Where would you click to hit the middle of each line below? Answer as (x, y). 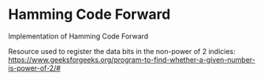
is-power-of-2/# (35, 67)
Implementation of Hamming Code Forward (78, 36)
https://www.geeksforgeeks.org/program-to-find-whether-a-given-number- (132, 60)
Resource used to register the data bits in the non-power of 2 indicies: (122, 51)
